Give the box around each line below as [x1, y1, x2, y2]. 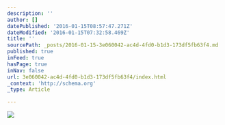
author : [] [7, 16, 38, 23]
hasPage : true [7, 61, 48, 68]
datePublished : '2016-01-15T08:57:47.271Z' [7, 23, 133, 29]
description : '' [7, 10, 53, 17]
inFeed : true [7, 55, 44, 61]
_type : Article [7, 86, 51, 93]
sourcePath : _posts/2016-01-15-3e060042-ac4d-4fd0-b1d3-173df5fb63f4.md [7, 42, 219, 48]
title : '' [7, 36, 36, 42]
